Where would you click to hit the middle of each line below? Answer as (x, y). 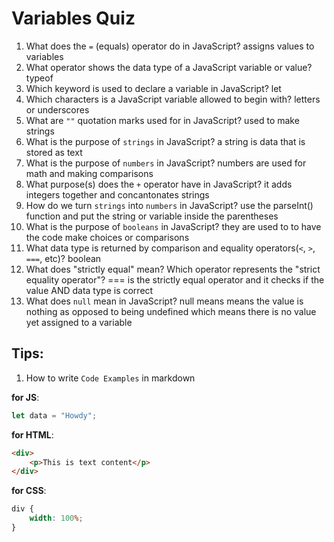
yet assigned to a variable (79, 322)
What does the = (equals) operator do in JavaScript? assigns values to (170, 46)
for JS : (25, 397)
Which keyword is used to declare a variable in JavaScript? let (153, 88)
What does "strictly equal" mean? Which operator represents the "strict (173, 269)
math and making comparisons (89, 173)
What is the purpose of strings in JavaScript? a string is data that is (165, 141)
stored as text (54, 152)
